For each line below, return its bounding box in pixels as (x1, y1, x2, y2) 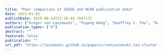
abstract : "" (5, 29, 32, 34)
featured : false (5, 34, 38, 39)
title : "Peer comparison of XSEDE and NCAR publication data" (5, 7, 133, 12)
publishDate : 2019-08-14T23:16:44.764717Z (5, 16, 92, 21)
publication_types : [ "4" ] (5, 25, 57, 30)
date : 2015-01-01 (5, 11, 40, 16)
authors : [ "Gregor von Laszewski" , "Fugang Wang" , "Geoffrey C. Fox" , (5, 20, 151, 25)
